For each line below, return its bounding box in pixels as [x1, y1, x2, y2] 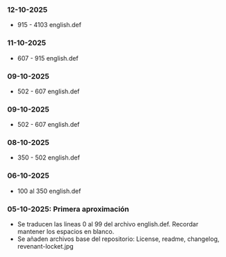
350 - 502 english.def [17, 153, 80, 162]
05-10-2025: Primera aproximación [7, 204, 130, 214]
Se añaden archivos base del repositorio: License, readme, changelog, [17, 235, 220, 243]
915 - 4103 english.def [17, 21, 82, 29]
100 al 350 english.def [17, 187, 81, 195]
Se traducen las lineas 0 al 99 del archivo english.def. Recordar [17, 220, 199, 228]
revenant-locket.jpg [17, 242, 74, 251]
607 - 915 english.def [17, 54, 79, 62]
